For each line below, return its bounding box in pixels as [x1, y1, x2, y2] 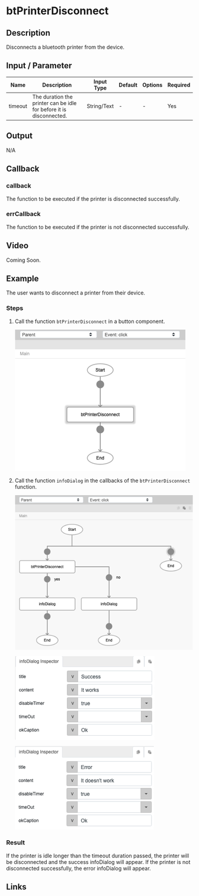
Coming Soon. [6, 257, 41, 264]
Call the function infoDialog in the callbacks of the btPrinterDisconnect [14, 477, 191, 484]
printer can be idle [32, 99, 77, 106]
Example [6, 274, 39, 284]
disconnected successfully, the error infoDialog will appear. [6, 865, 151, 872]
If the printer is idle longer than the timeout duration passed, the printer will [6, 852, 190, 859]
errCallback [6, 210, 41, 218]
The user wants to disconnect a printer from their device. [6, 289, 146, 296]
